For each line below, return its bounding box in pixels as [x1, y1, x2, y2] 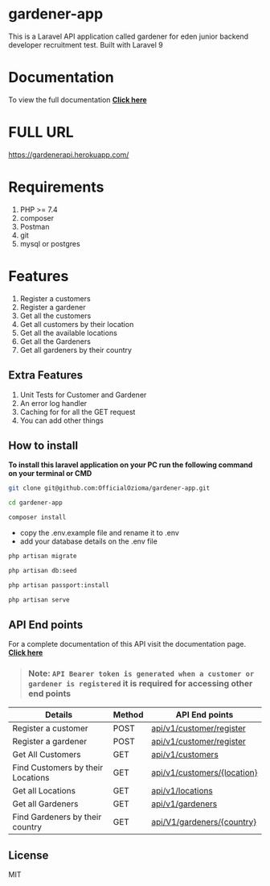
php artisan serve [8, 595, 70, 604]
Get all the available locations [19, 328, 118, 337]
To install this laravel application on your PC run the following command [8, 460, 253, 470]
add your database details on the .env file [19, 536, 158, 546]
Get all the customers [19, 311, 92, 321]
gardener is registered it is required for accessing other [27, 678, 253, 689]
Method [112, 709, 144, 720]
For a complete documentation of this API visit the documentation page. [8, 640, 247, 649]
